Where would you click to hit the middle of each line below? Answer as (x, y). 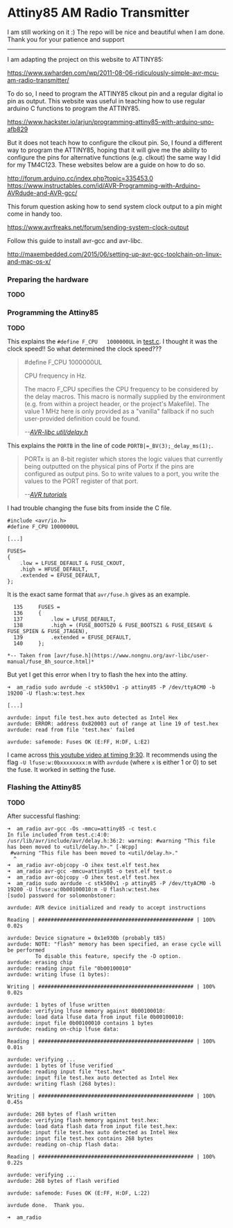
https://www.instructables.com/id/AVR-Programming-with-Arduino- (104, 185)
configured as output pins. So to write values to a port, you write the (122, 473)
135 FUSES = (37, 607)
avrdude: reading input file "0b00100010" (69, 968)
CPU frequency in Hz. (55, 376)
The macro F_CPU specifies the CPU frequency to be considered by (121, 389)
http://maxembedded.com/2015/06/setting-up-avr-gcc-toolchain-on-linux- (114, 254)
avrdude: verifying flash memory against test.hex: (83, 1120)
